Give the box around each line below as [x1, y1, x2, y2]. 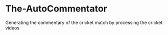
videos [5, 24, 19, 30]
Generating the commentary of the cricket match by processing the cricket [5, 19, 163, 25]
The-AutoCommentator [5, 3, 107, 14]
